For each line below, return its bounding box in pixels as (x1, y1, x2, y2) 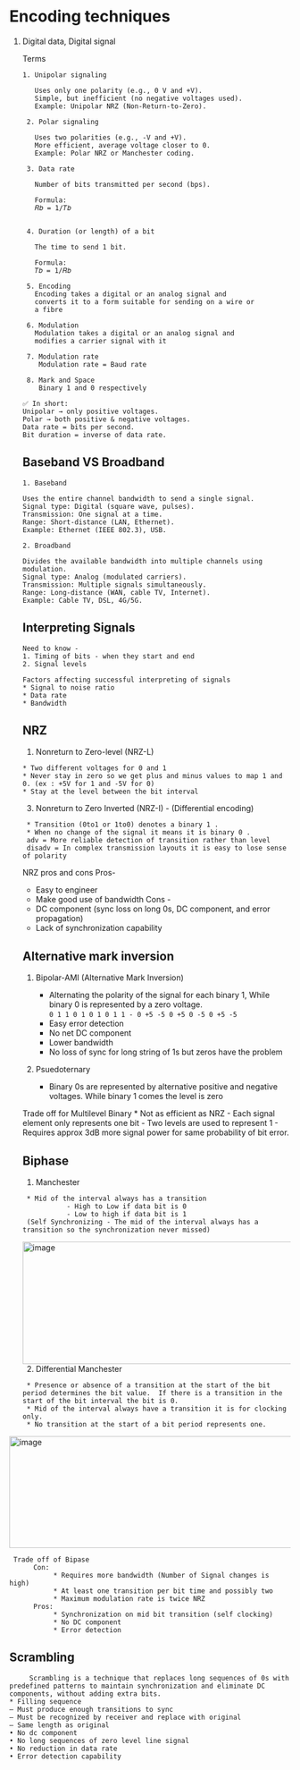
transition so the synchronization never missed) (21, 1225, 212, 1234)
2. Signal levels (21, 659, 87, 668)
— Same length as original (9, 1720, 110, 1730)
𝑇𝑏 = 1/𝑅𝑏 (34, 266, 71, 275)
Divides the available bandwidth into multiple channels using (21, 556, 263, 565)
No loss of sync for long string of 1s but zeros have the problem (48, 1046, 283, 1057)
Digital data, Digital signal (21, 36, 116, 47)
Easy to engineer (35, 885, 98, 895)
